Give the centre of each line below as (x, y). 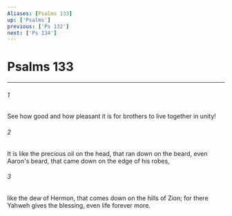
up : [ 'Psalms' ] (29, 20)
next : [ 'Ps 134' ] (32, 33)
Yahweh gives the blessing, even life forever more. (79, 205)
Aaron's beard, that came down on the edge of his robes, (89, 161)
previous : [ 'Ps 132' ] (38, 26)
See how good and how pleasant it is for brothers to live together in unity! (112, 116)
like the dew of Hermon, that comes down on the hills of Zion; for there (108, 198)
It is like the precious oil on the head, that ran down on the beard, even (107, 153)
